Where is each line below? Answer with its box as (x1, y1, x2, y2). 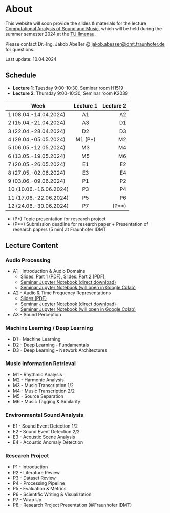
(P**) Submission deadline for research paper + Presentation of (12, 221, 148, 227)
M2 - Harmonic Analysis (12, 377, 64, 383)
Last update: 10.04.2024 (5, 56, 57, 62)
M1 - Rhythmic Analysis (12, 372, 62, 378)
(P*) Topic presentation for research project (12, 216, 106, 222)
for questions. (5, 46, 35, 52)
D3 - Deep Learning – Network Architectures (12, 347, 108, 353)
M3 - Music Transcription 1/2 (12, 382, 74, 389)
